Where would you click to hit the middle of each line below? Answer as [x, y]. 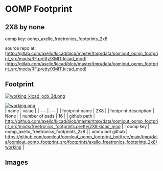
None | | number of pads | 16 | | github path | [50, 116]
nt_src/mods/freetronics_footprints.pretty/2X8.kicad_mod [63, 126]
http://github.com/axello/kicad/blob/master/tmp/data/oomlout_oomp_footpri [81, 121]
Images [17, 162]
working [13, 147]
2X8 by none [25, 27]
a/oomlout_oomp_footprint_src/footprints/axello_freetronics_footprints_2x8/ [81, 142]
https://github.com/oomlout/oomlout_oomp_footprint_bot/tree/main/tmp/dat [81, 137]
